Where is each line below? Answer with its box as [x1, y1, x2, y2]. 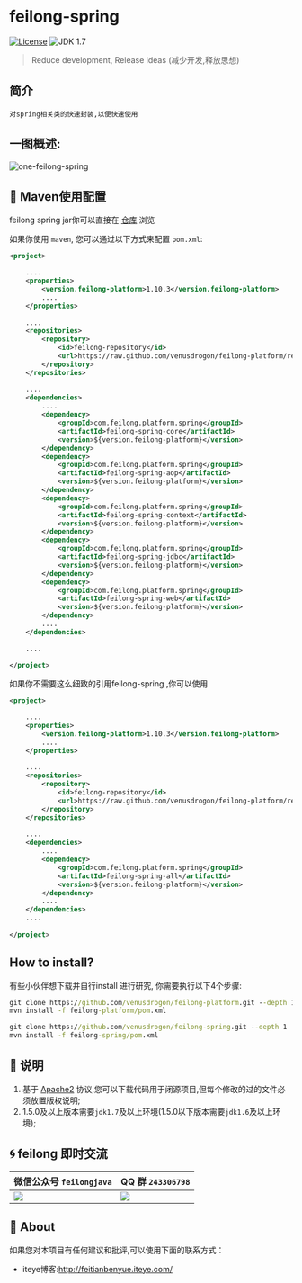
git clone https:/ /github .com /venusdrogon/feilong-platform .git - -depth [9, 998, 288, 1007]
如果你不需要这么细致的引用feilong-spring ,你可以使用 [9, 678, 209, 689]
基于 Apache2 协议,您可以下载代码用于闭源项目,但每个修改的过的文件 [22, 1083, 278, 1094]
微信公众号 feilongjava [13, 1175, 112, 1188]
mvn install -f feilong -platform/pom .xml [9, 1006, 167, 1016]
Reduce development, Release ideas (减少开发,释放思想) [31, 54, 240, 65]
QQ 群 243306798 [120, 1175, 191, 1188]
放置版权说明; [30, 1095, 81, 1106]
